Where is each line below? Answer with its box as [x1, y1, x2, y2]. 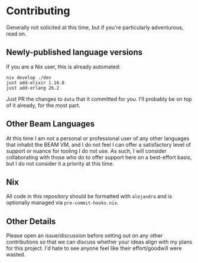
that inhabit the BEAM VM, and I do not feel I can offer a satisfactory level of [6, 141, 191, 148]
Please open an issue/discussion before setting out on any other [6, 232, 163, 239]
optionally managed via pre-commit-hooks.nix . [6, 199, 119, 206]
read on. [6, 30, 27, 37]
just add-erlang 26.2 [6, 85, 60, 91]
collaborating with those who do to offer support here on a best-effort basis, [6, 153, 192, 161]
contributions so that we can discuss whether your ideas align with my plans [6, 239, 193, 246]
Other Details [6, 216, 56, 226]
